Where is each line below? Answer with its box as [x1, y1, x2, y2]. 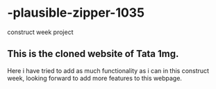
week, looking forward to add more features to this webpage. [7, 74, 183, 82]
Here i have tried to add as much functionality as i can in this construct [7, 66, 210, 74]
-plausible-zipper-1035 [7, 5, 144, 21]
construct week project [7, 28, 74, 36]
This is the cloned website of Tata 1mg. [7, 48, 179, 60]
